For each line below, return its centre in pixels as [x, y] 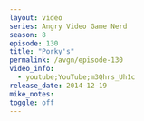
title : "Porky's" [42, 52]
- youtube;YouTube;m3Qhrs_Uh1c [77, 77]
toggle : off [32, 102]
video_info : [32, 69]
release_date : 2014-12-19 [58, 86]
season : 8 [28, 35]
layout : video [36, 18]
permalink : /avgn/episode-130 [67, 60]
